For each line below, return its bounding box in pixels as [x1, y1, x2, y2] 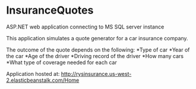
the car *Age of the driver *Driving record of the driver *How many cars [6, 52, 184, 59]
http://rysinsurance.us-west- [61, 70, 132, 77]
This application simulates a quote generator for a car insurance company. [6, 34, 188, 42]
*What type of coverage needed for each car [6, 59, 117, 66]
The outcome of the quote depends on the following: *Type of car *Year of [6, 46, 190, 53]
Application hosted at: [6, 70, 60, 77]
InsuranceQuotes [6, 4, 94, 17]
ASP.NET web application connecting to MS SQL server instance [6, 23, 165, 30]
